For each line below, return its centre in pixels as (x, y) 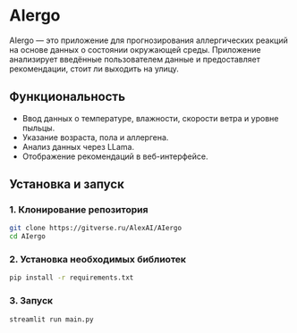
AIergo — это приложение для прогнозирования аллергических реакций (148, 40)
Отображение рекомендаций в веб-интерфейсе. (115, 156)
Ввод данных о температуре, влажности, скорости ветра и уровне (150, 118)
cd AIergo (28, 237)
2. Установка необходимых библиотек (98, 260)
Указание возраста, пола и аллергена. (95, 137)
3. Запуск (31, 301)
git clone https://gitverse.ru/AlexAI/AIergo (95, 229)
